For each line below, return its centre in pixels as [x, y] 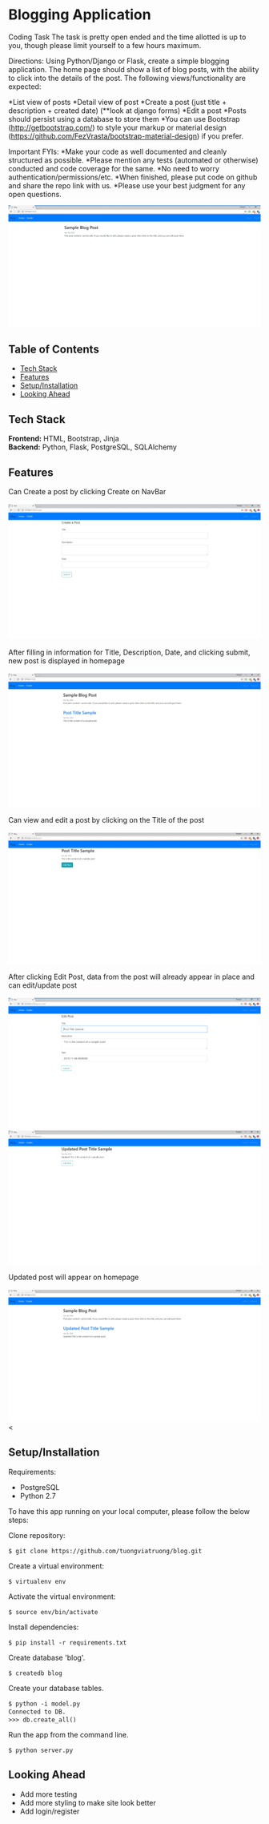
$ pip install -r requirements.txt [68, 1643]
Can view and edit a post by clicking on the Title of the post [106, 819]
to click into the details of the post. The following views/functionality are [127, 78]
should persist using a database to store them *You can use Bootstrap [124, 119]
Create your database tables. [56, 1688]
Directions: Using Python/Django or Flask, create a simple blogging [119, 61]
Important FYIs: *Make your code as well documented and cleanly [118, 151]
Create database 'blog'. [47, 1657]
